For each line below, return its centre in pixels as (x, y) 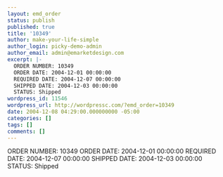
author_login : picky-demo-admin (55, 46)
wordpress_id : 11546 (38, 99)
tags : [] (20, 125)
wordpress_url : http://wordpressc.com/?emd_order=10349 (91, 105)
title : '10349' (30, 33)
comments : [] (26, 131)
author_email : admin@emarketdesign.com (66, 53)
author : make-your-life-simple (53, 40)
